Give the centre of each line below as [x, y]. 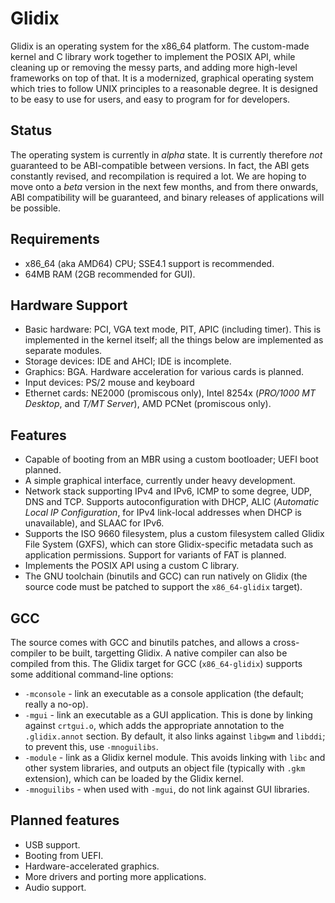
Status [31, 130]
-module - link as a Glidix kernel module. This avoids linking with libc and [175, 757]
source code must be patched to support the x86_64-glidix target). [163, 587]
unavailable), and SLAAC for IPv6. [94, 523]
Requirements [55, 239]
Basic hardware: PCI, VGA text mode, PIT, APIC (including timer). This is [173, 329]
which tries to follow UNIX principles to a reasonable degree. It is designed [164, 88]
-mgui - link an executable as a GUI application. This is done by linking [168, 715]
